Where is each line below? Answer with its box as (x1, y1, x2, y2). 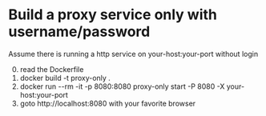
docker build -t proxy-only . (19, 73, 111, 82)
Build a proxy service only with (8, 6, 218, 24)
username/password (8, 22, 151, 41)
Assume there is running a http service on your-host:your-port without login (8, 49, 259, 58)
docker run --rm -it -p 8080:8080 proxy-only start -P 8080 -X (19, 82, 225, 91)
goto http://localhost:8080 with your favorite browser (19, 98, 196, 108)
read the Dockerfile (19, 64, 84, 74)
